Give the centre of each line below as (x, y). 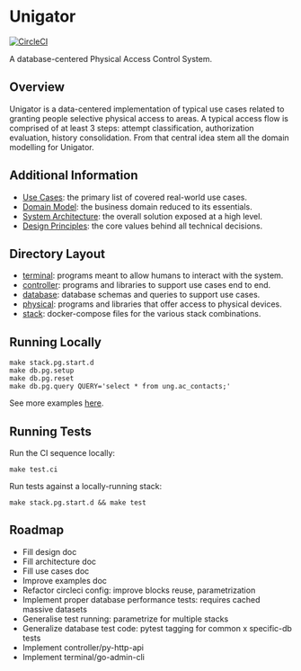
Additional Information (74, 176)
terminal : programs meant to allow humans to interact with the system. (153, 275)
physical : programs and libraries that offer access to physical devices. (152, 304)
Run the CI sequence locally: (62, 453)
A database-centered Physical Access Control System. (111, 58)
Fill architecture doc (59, 561)
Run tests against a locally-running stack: (86, 486)
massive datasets (55, 609)
